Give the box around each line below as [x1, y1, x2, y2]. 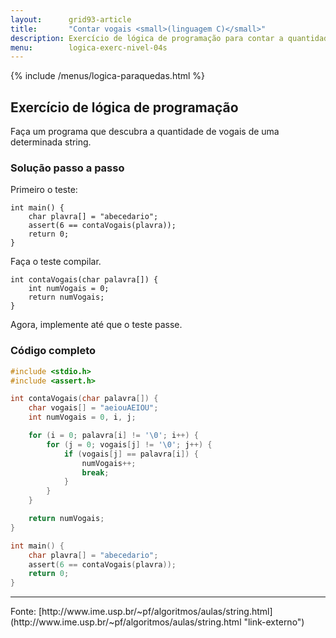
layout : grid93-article [10, 14, 132, 25]
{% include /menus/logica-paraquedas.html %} [10, 70, 206, 82]
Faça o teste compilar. [10, 256, 102, 268]
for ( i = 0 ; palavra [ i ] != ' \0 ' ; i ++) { [28, 431, 199, 441]
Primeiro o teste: [10, 184, 78, 196]
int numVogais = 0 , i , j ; [28, 412, 137, 423]
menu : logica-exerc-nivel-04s [10, 42, 168, 53]
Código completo [10, 344, 97, 358]
